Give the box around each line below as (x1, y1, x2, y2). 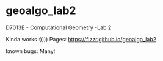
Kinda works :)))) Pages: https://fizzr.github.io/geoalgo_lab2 (5, 35, 157, 43)
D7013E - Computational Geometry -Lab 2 (5, 24, 112, 31)
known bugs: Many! (5, 47, 56, 55)
